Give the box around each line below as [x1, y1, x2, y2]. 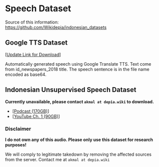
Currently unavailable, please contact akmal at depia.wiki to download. [5, 98, 154, 104]
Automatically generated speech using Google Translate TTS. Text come [5, 61, 152, 67]
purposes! [5, 142, 27, 147]
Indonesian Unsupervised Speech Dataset [5, 86, 136, 94]
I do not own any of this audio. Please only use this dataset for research [5, 137, 153, 143]
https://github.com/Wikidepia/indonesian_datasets [5, 24, 107, 30]
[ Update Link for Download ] [5, 51, 61, 57]
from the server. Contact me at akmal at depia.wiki [5, 156, 110, 162]
